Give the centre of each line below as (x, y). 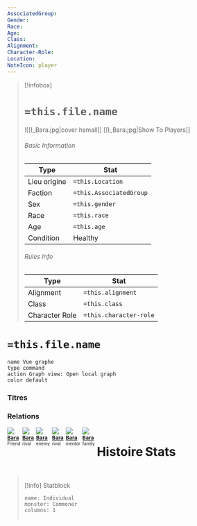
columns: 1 (40, 511)
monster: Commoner (51, 504)
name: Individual (49, 498)
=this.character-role (119, 315)
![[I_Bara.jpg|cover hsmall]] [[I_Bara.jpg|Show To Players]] (107, 130)
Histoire (120, 452)
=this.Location (98, 181)
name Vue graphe (31, 362)
